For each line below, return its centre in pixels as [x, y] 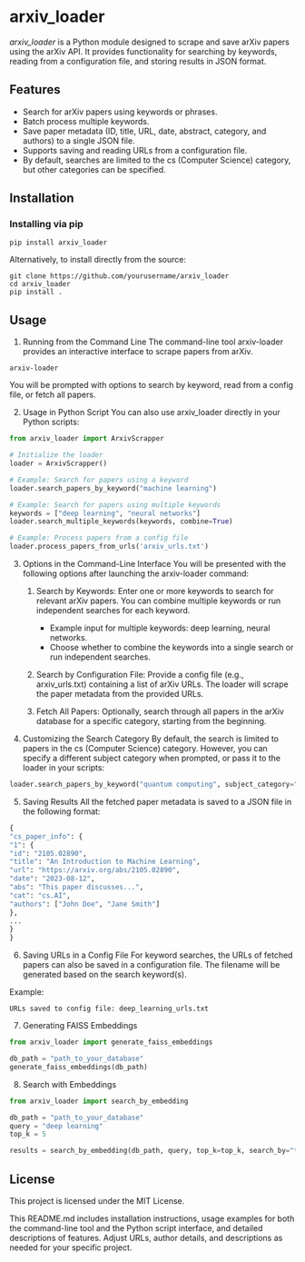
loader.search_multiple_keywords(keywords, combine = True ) [121, 522]
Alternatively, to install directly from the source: [98, 260]
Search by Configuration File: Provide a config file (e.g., [140, 675]
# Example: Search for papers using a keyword [99, 480]
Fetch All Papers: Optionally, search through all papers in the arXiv [160, 711]
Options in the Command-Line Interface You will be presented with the [154, 564]
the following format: [61, 811]
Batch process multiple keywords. [86, 121]
